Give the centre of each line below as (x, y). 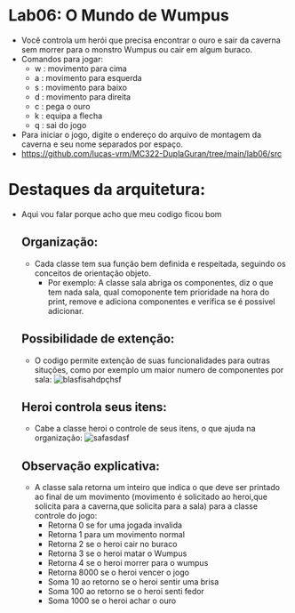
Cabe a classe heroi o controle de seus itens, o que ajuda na (145, 429)
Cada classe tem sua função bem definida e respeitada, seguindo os (160, 263)
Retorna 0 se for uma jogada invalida (115, 525)
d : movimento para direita (82, 97)
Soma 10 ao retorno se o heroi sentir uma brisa (133, 582)
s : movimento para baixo (81, 87)
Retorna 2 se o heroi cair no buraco (112, 544)
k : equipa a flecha (68, 116)
